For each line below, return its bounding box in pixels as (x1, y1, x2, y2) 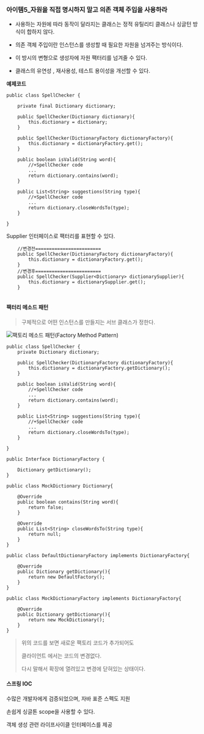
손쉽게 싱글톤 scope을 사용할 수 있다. (6, 708, 95, 715)
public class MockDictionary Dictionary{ (6, 482, 114, 489)
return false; (28, 504, 64, 511)
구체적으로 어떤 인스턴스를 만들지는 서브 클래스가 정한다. (21, 318, 156, 326)
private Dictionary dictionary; (17, 349, 100, 355)
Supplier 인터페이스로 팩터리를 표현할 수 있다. (6, 233, 115, 240)
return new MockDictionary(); (28, 616, 105, 623)
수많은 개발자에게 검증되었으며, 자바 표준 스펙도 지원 (6, 695, 130, 702)
